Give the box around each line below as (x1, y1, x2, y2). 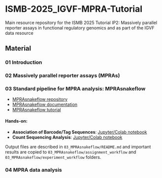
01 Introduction (5, 59, 42, 66)
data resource (5, 30, 33, 36)
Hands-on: (5, 118, 28, 124)
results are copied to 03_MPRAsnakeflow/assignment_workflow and (5, 149, 136, 155)
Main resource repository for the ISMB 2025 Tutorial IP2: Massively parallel (5, 20, 158, 25)
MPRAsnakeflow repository (12, 97, 68, 102)
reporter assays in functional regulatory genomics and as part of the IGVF (5, 25, 155, 30)
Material (5, 44, 31, 52)
